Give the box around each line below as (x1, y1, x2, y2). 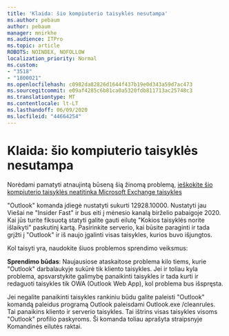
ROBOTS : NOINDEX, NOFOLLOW (7, 49, 85, 56)
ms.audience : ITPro (7, 36, 63, 43)
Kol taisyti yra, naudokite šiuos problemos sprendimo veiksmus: (7, 243, 188, 252)
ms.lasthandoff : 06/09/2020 (7, 106, 88, 113)
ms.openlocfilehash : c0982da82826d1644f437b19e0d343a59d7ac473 (7, 81, 193, 88)
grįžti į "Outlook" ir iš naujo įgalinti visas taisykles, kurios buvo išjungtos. (7, 230, 212, 239)
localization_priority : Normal (7, 55, 97, 62)
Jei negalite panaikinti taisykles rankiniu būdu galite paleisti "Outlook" (7, 292, 205, 301)
